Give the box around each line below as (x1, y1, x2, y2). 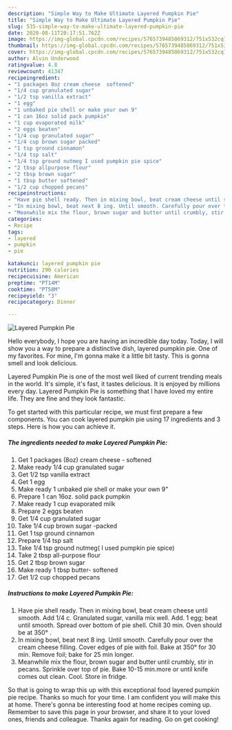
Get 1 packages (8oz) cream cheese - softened (17, 456, 152, 464)
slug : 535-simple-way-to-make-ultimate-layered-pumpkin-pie (8, 23, 184, 30)
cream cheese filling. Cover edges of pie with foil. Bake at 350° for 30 (17, 643, 216, 651)
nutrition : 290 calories (8, 267, 79, 273)
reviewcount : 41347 (8, 68, 64, 75)
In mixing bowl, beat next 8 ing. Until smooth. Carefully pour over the (17, 636, 213, 644)
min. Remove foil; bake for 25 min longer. (17, 651, 135, 659)
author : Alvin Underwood (8, 55, 79, 62)
